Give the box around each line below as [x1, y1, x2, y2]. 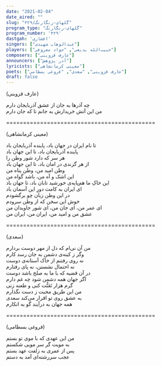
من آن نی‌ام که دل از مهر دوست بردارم [6, 245, 91, 252]
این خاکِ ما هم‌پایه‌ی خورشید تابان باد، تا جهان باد [6, 179, 110, 187]
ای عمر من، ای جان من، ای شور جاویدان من [6, 204, 102, 211]
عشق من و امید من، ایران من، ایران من [6, 211, 93, 218]
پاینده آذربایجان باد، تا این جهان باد [6, 148, 78, 155]
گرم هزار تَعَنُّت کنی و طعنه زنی [6, 282, 73, 289]
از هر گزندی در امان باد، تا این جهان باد [6, 161, 90, 168]
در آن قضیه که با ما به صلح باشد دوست [6, 269, 91, 276]
